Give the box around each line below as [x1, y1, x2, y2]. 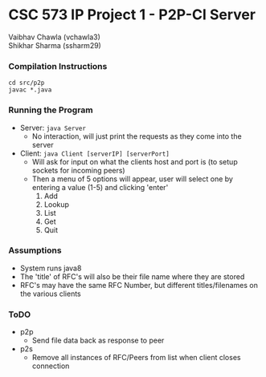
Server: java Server [19, 123, 87, 132]
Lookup [43, 199, 70, 209]
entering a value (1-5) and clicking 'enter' [31, 182, 169, 192]
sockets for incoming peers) [31, 165, 126, 175]
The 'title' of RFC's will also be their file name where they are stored [19, 271, 245, 282]
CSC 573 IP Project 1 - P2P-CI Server [8, 6, 256, 24]
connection [31, 361, 70, 371]
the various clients [19, 289, 82, 298]
